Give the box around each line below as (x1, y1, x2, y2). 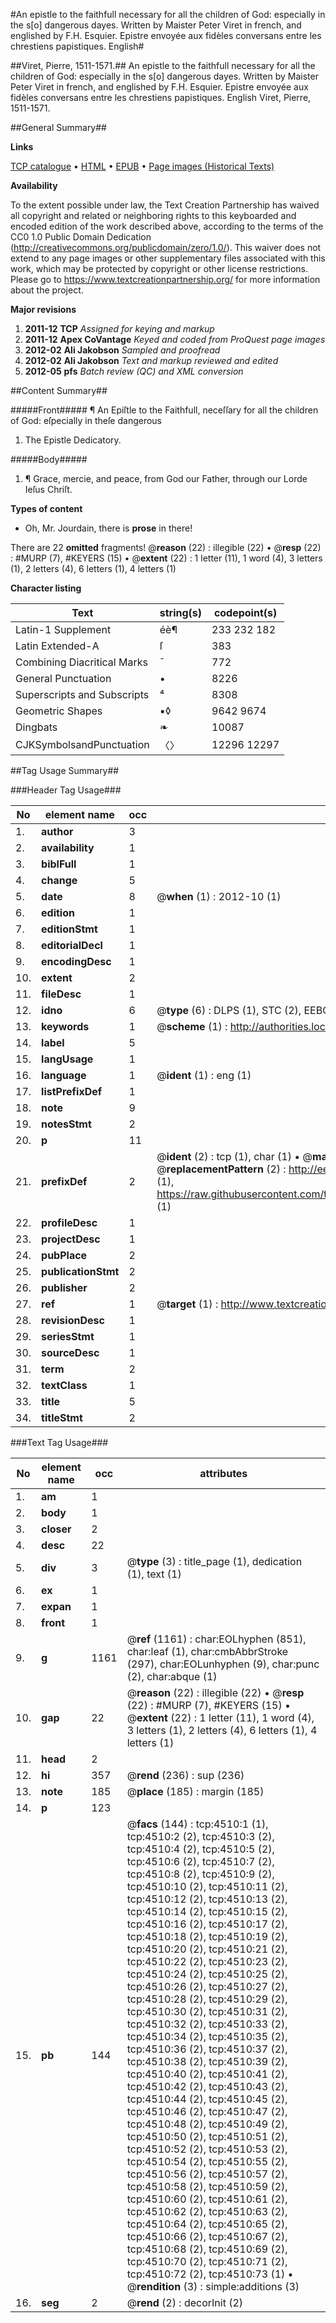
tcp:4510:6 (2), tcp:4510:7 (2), (126, 1855, 275, 1868)
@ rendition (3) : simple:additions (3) (126, 2280, 300, 2293)
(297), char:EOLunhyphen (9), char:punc (126, 1657, 320, 1671)
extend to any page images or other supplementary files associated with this (10, 252, 326, 264)
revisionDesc (41, 1314, 105, 1327)
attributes (199, 1467, 248, 1480)
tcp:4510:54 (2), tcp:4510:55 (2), (126, 2155, 288, 2168)
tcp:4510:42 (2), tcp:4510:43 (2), (126, 2080, 288, 2093)
